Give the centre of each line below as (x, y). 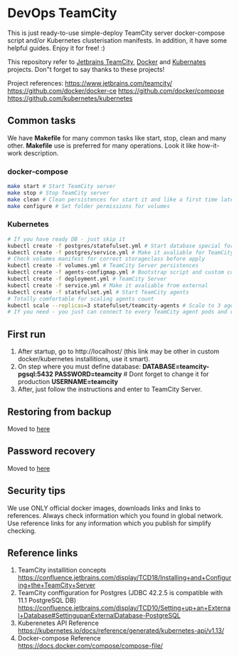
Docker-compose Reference (59, 638)
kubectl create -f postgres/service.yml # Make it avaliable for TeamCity (121, 252)
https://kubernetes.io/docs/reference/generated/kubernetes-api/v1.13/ (121, 631)
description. (41, 153)
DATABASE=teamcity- (176, 367)
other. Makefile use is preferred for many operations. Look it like (102, 145)
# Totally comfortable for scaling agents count (81, 299)
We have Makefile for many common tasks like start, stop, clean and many (117, 138)
